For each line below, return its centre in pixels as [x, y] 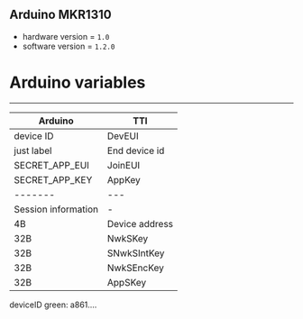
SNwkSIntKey [136, 253]
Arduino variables [78, 82]
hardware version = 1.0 [66, 36]
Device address [140, 223]
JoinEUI [124, 165]
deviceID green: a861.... [53, 305]
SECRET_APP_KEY [53, 179]
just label [33, 150]
